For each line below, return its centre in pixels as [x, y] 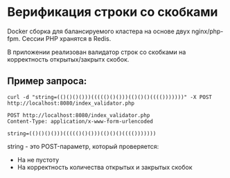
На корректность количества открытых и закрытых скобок [105, 167]
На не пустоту [38, 159]
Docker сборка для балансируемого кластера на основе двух [99, 31]
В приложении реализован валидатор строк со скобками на [97, 52]
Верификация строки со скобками [113, 12]
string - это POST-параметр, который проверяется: [83, 146]
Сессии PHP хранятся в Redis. [67, 38]
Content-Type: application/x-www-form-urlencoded [80, 121]
